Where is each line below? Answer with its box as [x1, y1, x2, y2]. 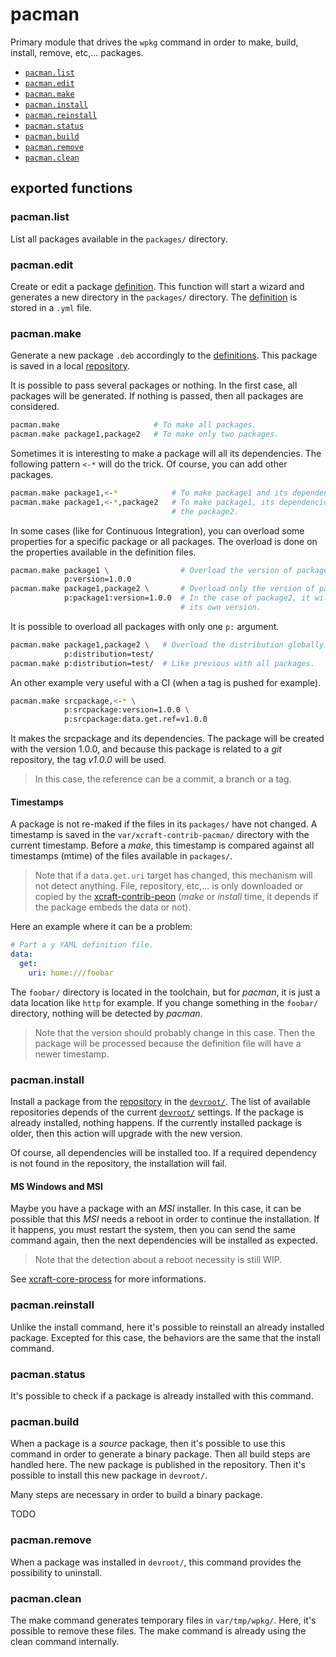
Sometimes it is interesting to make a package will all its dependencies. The [10, 447, 322, 459]
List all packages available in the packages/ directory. [10, 233, 228, 245]
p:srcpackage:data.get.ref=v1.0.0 [63, 714, 208, 725]
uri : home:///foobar [28, 968, 114, 978]
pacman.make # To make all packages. [10, 420, 257, 430]
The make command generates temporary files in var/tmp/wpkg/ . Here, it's [10, 1614, 317, 1626]
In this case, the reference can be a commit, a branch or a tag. [34, 773, 292, 785]
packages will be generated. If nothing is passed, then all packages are [10, 390, 304, 402]
